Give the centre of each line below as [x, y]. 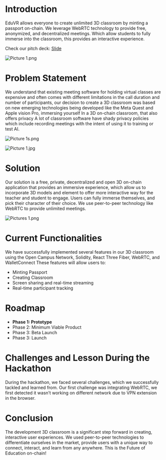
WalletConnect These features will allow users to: [55, 263]
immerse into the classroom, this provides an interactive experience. [75, 39]
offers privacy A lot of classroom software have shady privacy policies [77, 118]
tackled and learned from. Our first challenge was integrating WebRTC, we [81, 387]
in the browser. [20, 398]
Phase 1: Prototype [32, 322]
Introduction [31, 9]
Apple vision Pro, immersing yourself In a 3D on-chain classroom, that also [81, 113]
